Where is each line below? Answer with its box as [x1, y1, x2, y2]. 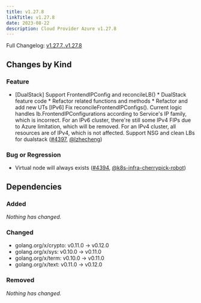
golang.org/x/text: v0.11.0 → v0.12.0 [14, 261, 103, 268]
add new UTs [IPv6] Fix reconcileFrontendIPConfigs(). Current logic [14, 103, 182, 111]
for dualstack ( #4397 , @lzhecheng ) [14, 136, 103, 143]
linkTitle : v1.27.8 [6, 14, 55, 20]
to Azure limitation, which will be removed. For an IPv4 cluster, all [14, 122, 176, 130]
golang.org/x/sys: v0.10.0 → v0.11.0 [14, 248, 102, 256]
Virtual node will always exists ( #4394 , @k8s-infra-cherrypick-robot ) [14, 164, 186, 172]
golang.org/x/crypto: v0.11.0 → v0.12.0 [14, 242, 109, 249]
